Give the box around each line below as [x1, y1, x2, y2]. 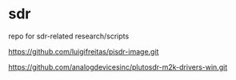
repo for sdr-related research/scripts [8, 31, 130, 41]
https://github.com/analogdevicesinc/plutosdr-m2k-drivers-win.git [8, 62, 228, 72]
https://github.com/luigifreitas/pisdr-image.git [8, 46, 159, 56]
